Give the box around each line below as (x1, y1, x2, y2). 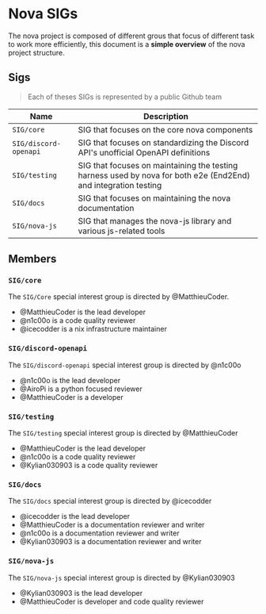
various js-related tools (78, 225, 165, 236)
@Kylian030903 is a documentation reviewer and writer (19, 537, 202, 547)
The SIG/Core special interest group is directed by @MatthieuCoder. (8, 292, 230, 301)
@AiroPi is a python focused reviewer (19, 384, 142, 393)
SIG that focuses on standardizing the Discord (78, 136, 249, 148)
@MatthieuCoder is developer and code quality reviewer (19, 597, 204, 606)
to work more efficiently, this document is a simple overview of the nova (8, 39, 245, 48)
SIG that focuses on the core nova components (78, 124, 253, 135)
